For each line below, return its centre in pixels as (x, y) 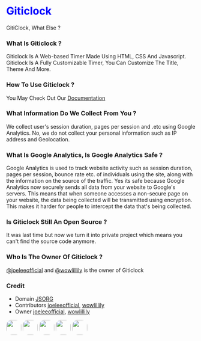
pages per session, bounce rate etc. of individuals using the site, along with (100, 174)
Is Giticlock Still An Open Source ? (57, 222)
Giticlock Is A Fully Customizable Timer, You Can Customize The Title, (92, 63)
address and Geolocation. (38, 139)
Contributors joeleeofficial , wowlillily (60, 306)
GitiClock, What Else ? (34, 28)
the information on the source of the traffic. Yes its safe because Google (95, 181)
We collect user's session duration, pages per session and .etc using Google (101, 126)
